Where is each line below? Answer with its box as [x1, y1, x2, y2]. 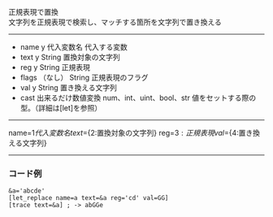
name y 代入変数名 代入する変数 [19, 42, 128, 51]
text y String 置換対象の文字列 [19, 52, 120, 62]
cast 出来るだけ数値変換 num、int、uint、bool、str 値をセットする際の [19, 93, 257, 102]
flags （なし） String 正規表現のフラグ [19, 72, 149, 82]
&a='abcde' [8, 187, 45, 195]
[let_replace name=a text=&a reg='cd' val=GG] [8, 194, 169, 202]
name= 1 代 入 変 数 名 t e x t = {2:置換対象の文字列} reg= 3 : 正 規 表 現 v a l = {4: [8, 128, 239, 137]
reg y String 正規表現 [19, 63, 91, 72]
